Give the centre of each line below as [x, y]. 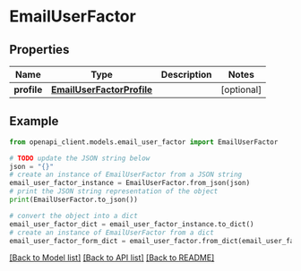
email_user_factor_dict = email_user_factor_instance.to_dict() [132, 224]
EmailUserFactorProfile [102, 89]
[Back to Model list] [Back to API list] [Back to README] [112, 258]
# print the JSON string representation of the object [114, 191]
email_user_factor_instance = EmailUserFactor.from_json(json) [130, 183]
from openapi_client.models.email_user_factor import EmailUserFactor [144, 142]
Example [34, 121]
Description [186, 75]
